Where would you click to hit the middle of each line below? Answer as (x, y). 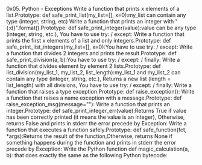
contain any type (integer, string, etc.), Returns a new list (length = (89, 79)
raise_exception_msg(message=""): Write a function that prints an (88, 104)
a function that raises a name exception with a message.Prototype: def (94, 98)
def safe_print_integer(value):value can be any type (132, 28)
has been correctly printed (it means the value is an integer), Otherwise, (96, 117)
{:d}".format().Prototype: (37, 28)
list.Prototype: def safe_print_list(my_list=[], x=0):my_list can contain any (96, 15)
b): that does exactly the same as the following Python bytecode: (87, 155)
